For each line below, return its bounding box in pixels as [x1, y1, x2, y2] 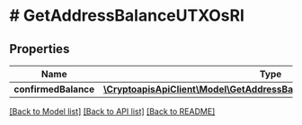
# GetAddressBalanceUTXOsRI [9, 5, 245, 26]
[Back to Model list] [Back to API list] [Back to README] [9, 106, 216, 117]
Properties [9, 41, 70, 57]
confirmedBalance [13, 83, 95, 95]
